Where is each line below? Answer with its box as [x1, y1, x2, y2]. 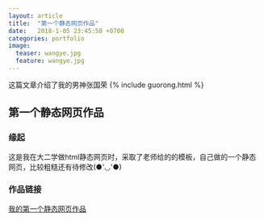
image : [8, 42, 31, 50]
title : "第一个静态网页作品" [8, 19, 99, 27]
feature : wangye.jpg [15, 57, 85, 65]
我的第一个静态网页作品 [8, 203, 86, 214]
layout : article [8, 11, 63, 20]
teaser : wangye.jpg [15, 49, 82, 57]
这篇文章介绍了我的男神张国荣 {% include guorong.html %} [8, 80, 204, 90]
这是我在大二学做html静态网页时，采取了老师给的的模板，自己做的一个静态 [8, 152, 257, 161]
